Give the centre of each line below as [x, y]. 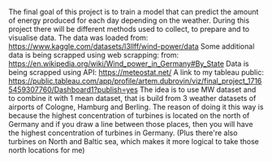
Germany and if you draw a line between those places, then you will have [131, 124]
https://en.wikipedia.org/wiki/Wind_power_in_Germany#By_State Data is [129, 63]
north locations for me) [47, 150]
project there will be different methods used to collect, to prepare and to [129, 29]
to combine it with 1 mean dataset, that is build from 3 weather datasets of [132, 98]
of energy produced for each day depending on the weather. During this [129, 20]
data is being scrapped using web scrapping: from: [94, 55]
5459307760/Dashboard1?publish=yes [73, 90]
